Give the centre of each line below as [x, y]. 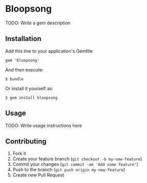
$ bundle [14, 79]
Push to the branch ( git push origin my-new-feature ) [69, 170]
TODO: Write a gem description [38, 23]
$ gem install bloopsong [31, 98]
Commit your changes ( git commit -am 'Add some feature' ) [75, 164]
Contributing [26, 141]
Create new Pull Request [38, 175]
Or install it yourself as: [29, 88]
